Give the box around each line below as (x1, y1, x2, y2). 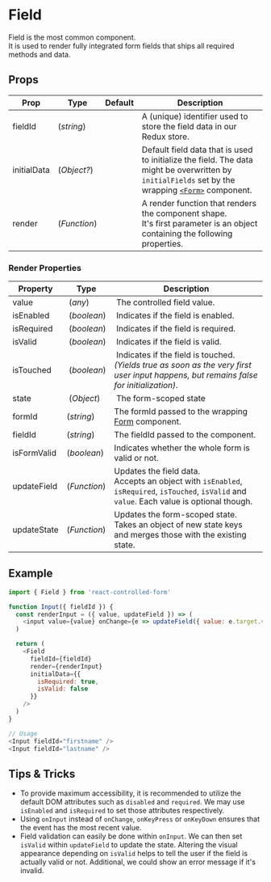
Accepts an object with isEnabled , (114, 475, 243, 487)
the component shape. (141, 208, 227, 219)
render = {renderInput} (29, 662, 103, 670)
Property (18, 283, 53, 294)
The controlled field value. (115, 297, 215, 308)
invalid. (19, 866, 44, 876)
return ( (15, 640, 45, 648)
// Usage (8, 729, 38, 737)
